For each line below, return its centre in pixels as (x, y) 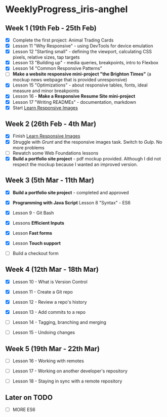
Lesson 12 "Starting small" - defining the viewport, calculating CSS (82, 52)
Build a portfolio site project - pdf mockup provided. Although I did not (87, 158)
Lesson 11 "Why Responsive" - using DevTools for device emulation (83, 46)
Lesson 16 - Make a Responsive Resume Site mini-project (74, 96)
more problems (28, 147)
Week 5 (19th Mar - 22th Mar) (53, 348)
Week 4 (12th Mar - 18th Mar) (52, 269)
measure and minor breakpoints (46, 91)
